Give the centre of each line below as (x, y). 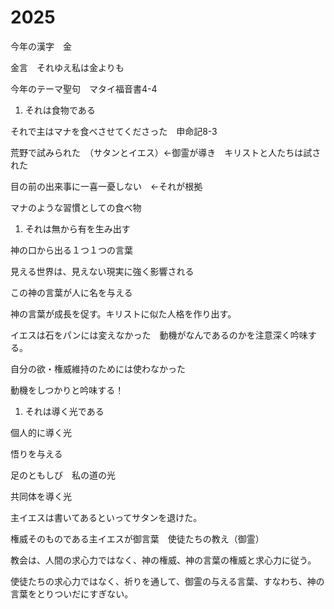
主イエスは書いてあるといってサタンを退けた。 (106, 517)
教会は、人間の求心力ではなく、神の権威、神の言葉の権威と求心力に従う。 (163, 560)
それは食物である (60, 110)
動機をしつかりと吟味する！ (67, 390)
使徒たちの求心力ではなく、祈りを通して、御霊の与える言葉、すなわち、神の (167, 581)
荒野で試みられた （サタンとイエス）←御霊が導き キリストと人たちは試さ (166, 152)
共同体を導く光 (41, 496)
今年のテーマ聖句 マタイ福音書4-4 (84, 88)
